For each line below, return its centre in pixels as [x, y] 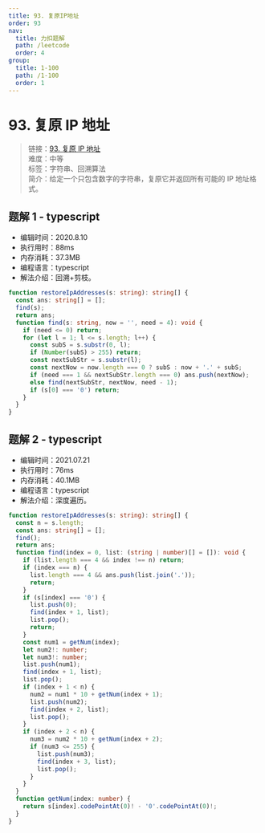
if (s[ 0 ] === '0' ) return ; [75, 390]
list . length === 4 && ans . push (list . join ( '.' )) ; [112, 575]
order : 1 [30, 83]
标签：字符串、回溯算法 [67, 169]
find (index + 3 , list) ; [77, 762]
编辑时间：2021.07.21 [55, 460]
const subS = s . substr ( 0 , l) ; [80, 345]
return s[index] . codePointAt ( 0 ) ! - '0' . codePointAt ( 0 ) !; [120, 807]
